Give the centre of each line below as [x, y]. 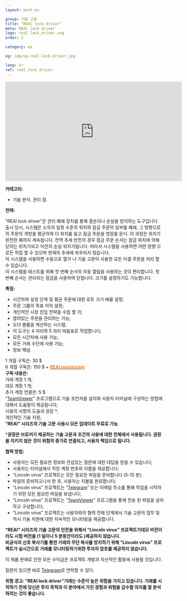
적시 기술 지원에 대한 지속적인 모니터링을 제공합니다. [64, 519]
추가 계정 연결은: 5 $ [25, 392]
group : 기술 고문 [21, 19]
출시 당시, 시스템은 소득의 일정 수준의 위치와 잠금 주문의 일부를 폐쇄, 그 [74, 227]
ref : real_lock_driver [29, 70]
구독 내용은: [17, 373]
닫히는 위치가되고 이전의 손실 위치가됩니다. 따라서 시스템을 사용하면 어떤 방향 [81, 246]
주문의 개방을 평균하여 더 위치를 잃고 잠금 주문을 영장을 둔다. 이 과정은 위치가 [86, 233]
